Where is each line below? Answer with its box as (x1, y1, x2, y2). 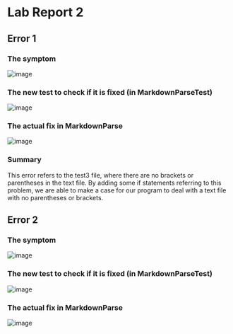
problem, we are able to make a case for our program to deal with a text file (7, 185, 227, 195)
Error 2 (7, 214, 39, 226)
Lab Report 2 (7, 4, 84, 21)
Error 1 (7, 33, 37, 45)
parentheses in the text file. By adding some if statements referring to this (7, 178, 222, 187)
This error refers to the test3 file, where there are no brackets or (7, 171, 194, 179)
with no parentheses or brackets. (7, 193, 104, 202)
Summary (7, 155, 42, 165)
